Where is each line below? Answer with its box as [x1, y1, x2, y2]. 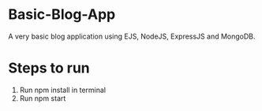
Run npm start [19, 93, 66, 103]
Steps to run [8, 59, 91, 77]
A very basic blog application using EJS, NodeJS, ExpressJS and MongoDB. [8, 31, 256, 41]
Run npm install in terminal [19, 85, 107, 94]
